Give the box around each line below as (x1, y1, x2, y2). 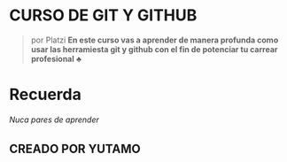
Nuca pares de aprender (9, 114, 100, 125)
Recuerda (9, 85, 81, 104)
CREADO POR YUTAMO (9, 142, 141, 157)
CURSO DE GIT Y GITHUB (9, 5, 198, 26)
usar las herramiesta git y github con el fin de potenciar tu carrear (30, 43, 278, 54)
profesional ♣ (30, 53, 82, 64)
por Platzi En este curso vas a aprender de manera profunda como (30, 35, 279, 45)
